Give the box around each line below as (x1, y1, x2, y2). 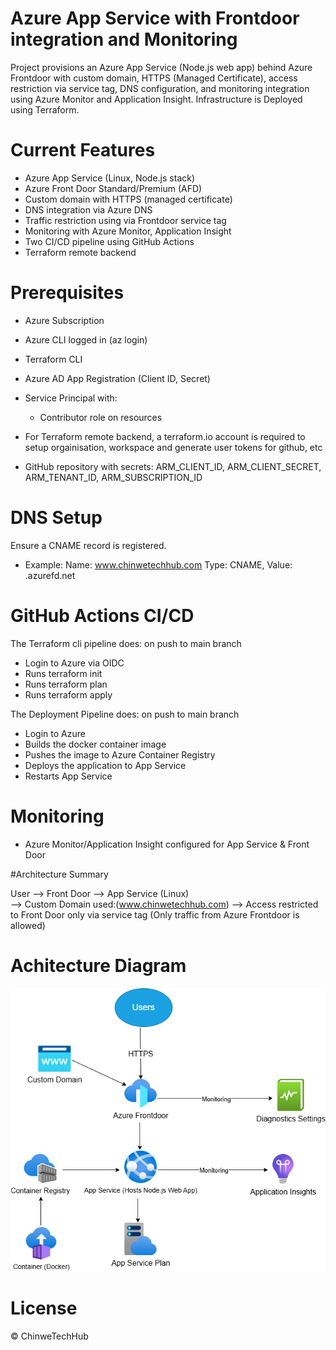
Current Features (10, 139, 156, 162)
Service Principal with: (24, 392, 118, 404)
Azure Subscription (24, 314, 105, 326)
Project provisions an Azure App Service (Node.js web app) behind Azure (10, 61, 313, 73)
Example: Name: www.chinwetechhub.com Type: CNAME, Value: (24, 558, 293, 571)
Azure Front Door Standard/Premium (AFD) (24, 182, 203, 194)
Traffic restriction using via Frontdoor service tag (24, 214, 227, 226)
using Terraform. (10, 103, 80, 116)
